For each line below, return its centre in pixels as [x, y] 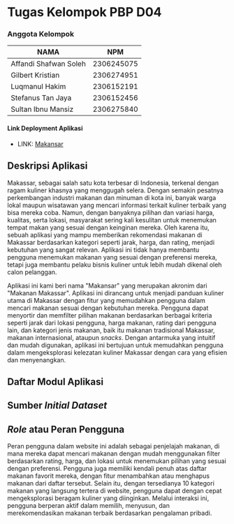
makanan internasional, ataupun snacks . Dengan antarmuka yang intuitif [111, 337]
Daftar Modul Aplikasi [55, 382]
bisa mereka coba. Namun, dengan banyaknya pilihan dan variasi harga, [111, 212]
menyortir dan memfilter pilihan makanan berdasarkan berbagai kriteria [110, 315]
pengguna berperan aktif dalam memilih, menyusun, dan [88, 506]
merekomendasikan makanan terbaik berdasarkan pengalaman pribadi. [110, 513]
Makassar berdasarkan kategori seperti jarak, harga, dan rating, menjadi [111, 242]
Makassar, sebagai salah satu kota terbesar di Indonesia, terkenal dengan [113, 183]
